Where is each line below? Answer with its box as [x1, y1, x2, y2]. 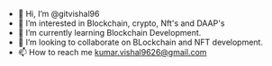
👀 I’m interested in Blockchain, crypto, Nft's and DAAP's [17, 18, 225, 29]
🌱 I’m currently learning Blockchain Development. [17, 28, 202, 37]
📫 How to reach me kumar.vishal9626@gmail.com [17, 47, 207, 57]
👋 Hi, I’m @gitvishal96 [17, 9, 100, 19]
